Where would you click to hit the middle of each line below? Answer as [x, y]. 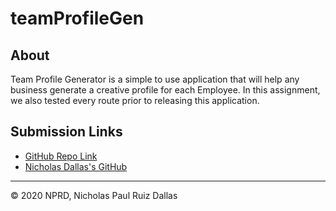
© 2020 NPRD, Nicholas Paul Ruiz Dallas [94, 195]
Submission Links [66, 132]
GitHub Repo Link [61, 156]
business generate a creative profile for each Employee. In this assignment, [165, 90]
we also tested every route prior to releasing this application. [135, 100]
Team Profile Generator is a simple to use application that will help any [155, 79]
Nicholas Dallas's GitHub [76, 166]
